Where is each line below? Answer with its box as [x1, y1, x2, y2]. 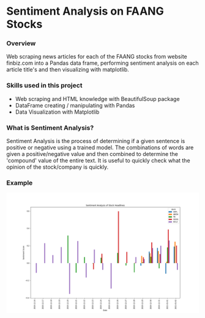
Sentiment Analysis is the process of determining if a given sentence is [6, 138, 185, 145]
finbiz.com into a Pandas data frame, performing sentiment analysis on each [6, 59, 199, 67]
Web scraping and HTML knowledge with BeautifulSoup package [15, 95, 180, 102]
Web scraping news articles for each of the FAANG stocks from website [6, 53, 188, 61]
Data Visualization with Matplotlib [15, 108, 100, 116]
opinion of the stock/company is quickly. [6, 163, 109, 171]
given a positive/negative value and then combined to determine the [6, 150, 179, 158]
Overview [6, 39, 36, 48]
